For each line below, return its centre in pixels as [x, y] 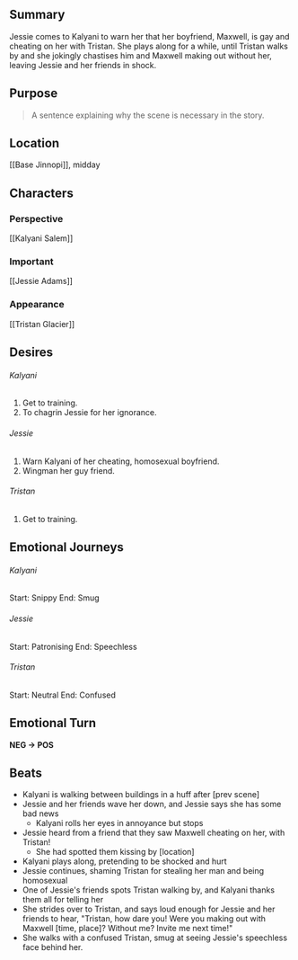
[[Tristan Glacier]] [42, 324]
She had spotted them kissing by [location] [115, 852]
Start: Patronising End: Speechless [73, 646]
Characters [41, 193]
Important [31, 262]
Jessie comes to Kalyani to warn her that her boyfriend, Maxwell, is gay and [149, 36]
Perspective [36, 218]
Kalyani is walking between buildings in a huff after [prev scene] [141, 795]
